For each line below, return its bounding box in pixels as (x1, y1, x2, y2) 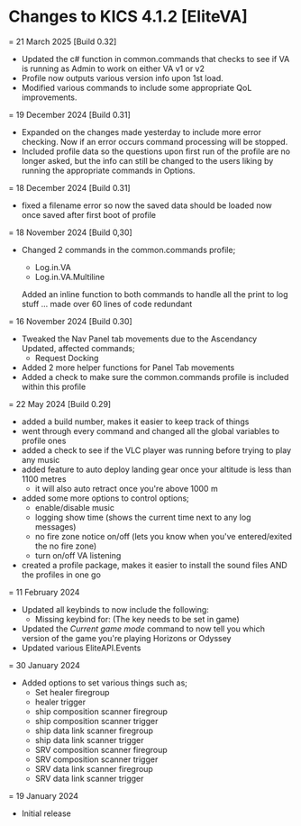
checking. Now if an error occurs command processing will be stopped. (21, 136, 288, 147)
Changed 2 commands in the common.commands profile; (21, 244, 236, 255)
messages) (34, 521, 77, 532)
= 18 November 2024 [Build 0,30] (8, 227, 132, 238)
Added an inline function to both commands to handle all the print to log (21, 288, 289, 299)
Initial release (21, 808, 71, 819)
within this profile (21, 381, 87, 392)
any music (21, 454, 60, 465)
